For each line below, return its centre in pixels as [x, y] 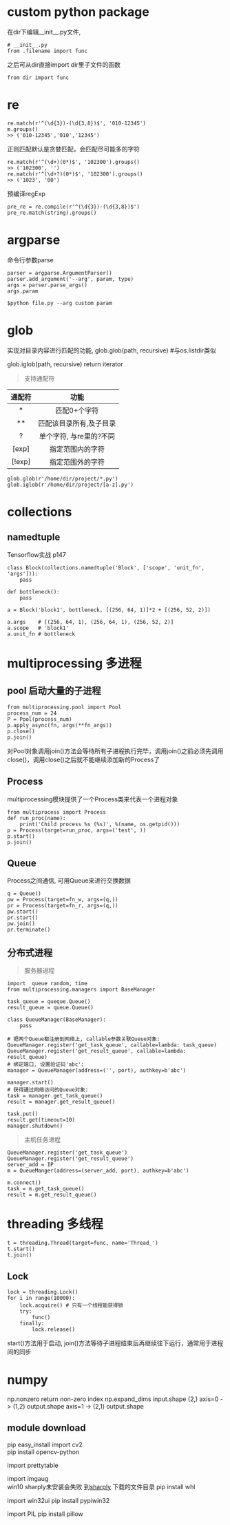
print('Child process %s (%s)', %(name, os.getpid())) [100, 824]
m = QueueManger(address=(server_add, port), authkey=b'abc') [98, 1171]
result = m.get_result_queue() [52, 1195]
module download [46, 1428]
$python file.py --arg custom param [60, 303]
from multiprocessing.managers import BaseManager [81, 990]
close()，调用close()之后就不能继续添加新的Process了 [84, 759]
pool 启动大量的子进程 [54, 691]
